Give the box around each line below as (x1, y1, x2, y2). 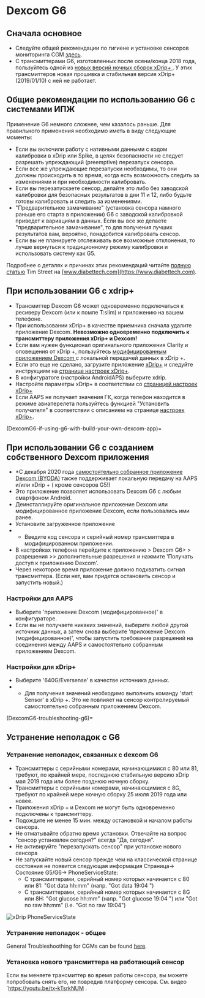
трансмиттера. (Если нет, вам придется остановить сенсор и (15, 573, 176, 580)
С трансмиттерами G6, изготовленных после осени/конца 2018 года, (15, 58, 196, 64)
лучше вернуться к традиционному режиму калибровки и (15, 243, 168, 250)
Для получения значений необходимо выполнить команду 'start (24, 690, 193, 697)
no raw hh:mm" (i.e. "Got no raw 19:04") (24, 901, 126, 908)
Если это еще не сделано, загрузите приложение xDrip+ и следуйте (15, 360, 193, 368)
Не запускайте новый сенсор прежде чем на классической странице (15, 856, 198, 863)
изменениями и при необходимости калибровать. (15, 178, 147, 185)
